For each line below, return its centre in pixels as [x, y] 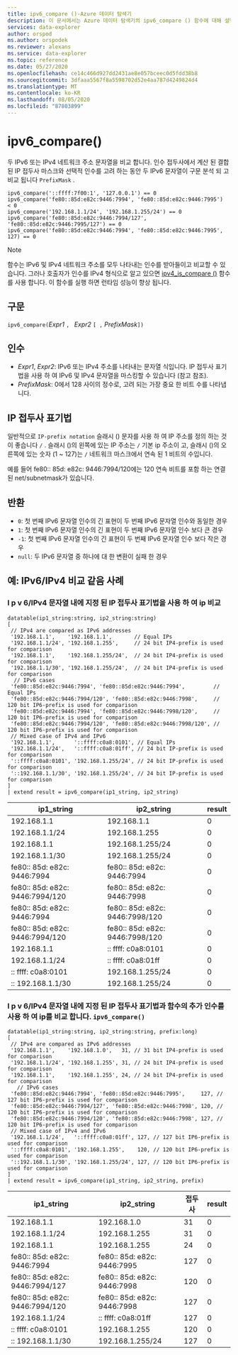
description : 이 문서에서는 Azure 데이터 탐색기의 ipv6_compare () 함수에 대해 [114, 21]
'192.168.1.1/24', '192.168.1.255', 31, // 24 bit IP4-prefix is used [117, 1063]
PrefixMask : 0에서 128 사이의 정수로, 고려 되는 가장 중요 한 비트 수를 [113, 385]
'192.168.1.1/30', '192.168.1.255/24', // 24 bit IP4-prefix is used [117, 668]
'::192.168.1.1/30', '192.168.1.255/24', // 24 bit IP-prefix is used [117, 773]
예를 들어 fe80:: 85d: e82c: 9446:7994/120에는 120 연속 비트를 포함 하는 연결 [117, 469]
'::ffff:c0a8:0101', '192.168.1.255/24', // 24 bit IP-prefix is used [117, 761]
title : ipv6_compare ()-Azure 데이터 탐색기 [70, 14]
